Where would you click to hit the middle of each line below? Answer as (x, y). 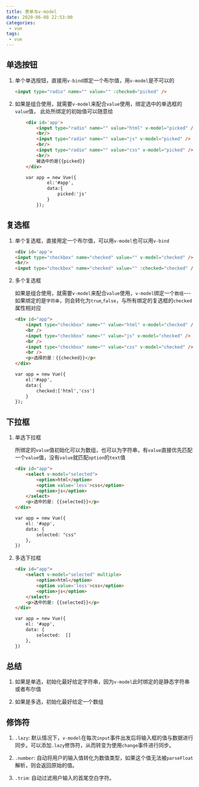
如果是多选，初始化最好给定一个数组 (59, 702)
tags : (13, 34)
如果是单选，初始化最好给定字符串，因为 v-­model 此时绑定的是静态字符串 (102, 682)
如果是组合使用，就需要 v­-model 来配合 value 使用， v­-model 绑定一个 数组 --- (103, 293)
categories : (21, 23)
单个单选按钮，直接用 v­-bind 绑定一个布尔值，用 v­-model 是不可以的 (94, 80)
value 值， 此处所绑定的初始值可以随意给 (64, 111)
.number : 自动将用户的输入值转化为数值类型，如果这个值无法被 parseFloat (104, 758)
